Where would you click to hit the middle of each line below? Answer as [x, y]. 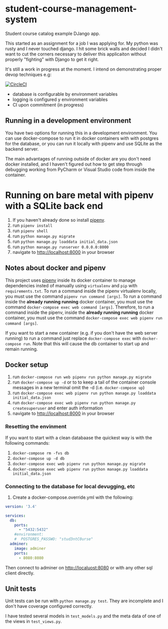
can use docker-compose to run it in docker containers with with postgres [82, 138]
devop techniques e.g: [28, 74]
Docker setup [27, 365]
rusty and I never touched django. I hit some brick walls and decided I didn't [84, 48]
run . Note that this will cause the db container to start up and [86, 343]
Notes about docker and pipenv [56, 268]
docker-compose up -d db [38, 458]
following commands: [27, 443]
